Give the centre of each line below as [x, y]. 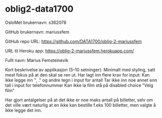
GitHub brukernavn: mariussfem [37, 32]
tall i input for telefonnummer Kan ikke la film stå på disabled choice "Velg [79, 85]
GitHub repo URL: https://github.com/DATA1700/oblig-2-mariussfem [73, 41]
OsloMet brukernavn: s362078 [36, 22]
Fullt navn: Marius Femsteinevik [37, 60]
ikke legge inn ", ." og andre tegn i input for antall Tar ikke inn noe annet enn [81, 80]
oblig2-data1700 [39, 9]
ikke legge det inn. [24, 110]
